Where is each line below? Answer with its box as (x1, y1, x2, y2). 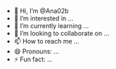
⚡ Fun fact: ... (13, 55, 53, 63)
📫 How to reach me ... (13, 37, 79, 45)
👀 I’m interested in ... (13, 14, 74, 23)
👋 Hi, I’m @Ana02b (13, 7, 69, 15)
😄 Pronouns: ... (13, 47, 60, 56)
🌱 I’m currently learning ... (13, 22, 89, 30)
